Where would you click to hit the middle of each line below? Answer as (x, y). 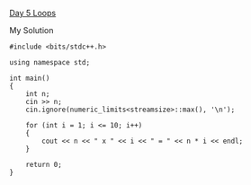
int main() (30, 78)
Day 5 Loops (33, 13)
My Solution (31, 30)
